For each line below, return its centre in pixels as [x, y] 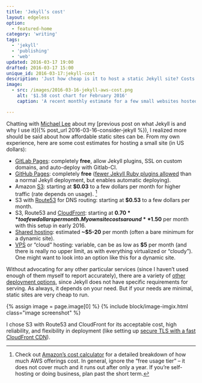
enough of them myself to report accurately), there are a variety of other [96, 276]
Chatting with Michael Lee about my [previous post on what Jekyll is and [96, 123]
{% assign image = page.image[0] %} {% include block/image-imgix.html [97, 307]
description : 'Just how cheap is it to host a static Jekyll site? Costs [101, 79]
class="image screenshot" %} [44, 313]
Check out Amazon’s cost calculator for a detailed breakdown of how [100, 355]
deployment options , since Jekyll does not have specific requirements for [97, 282]
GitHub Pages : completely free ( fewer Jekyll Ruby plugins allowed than [103, 173]
